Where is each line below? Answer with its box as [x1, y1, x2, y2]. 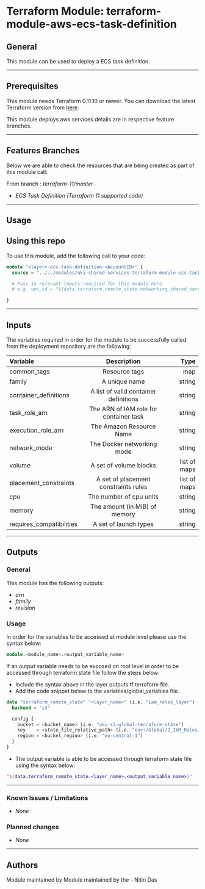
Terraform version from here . [6, 104, 79, 111]
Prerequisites [6, 81, 59, 92]
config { [12, 716, 34, 722]
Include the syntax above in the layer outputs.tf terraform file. [15, 680, 170, 688]
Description [106, 357, 141, 365]
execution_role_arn [9, 426, 64, 434]
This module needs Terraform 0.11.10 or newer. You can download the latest [6, 97, 196, 104]
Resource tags [103, 367, 145, 376]
